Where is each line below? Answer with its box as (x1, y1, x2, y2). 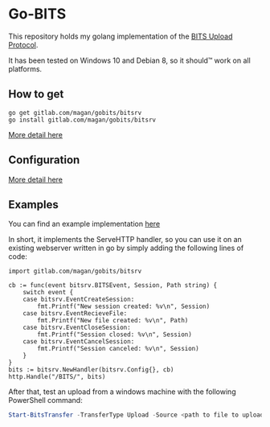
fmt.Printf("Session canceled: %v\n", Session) (37, 345, 199, 353)
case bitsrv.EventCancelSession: (22, 338, 135, 346)
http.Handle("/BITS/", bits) (8, 373, 106, 381)
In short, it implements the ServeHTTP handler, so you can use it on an (8, 235, 243, 244)
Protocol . (8, 39, 39, 49)
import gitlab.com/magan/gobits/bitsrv (8, 267, 142, 276)
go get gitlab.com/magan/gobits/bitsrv (8, 109, 142, 117)
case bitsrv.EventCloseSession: (22, 323, 131, 332)
